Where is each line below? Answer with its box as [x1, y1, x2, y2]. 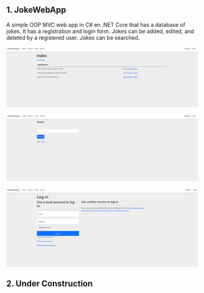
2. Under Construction [6, 278, 93, 289]
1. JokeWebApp [6, 5, 66, 15]
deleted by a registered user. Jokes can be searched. [6, 34, 140, 41]
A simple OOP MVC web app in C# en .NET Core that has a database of [6, 21, 186, 28]
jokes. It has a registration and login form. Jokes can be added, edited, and [6, 27, 194, 35]
